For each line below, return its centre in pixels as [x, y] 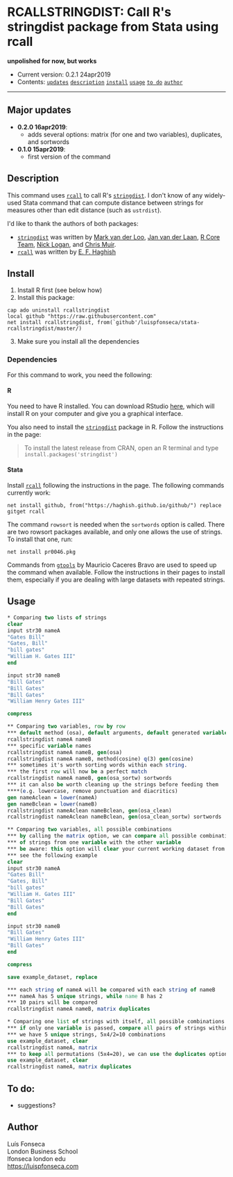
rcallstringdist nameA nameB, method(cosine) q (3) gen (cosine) [101, 759]
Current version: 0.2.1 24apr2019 [64, 74]
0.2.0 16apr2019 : [42, 127]
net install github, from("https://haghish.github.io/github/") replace [114, 506]
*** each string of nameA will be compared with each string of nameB [111, 990]
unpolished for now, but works [52, 61]
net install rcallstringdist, [51, 323]
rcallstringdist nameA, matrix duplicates [69, 1067]
